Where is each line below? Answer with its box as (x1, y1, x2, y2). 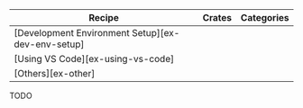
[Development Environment (14, 27, 130, 39)
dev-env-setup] (14, 38, 85, 50)
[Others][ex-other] (14, 67, 96, 79)
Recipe (88, 12, 119, 23)
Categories (240, 12, 289, 23)
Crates (202, 12, 233, 23)
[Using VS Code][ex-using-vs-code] (14, 53, 174, 65)
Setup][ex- (132, 27, 180, 39)
